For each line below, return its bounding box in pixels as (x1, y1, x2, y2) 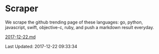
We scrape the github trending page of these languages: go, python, (5, 19, 143, 25)
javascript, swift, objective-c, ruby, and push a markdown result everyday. (5, 24, 154, 30)
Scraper (5, 3, 38, 14)
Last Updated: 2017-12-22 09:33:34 (5, 43, 77, 49)
